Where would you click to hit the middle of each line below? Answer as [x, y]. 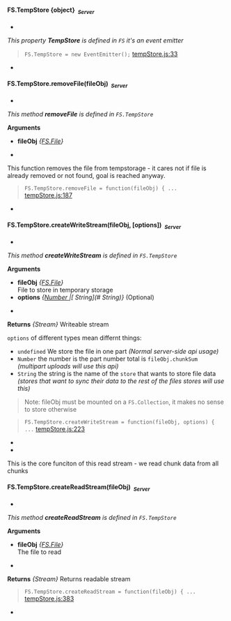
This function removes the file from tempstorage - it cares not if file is [107, 168]
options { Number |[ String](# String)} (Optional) [86, 297]
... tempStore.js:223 [55, 429]
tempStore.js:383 [49, 599]
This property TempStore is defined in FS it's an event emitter [95, 40]
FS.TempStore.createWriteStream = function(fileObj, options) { [119, 422]
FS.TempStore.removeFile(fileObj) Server [67, 84]
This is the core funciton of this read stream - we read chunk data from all [113, 463]
